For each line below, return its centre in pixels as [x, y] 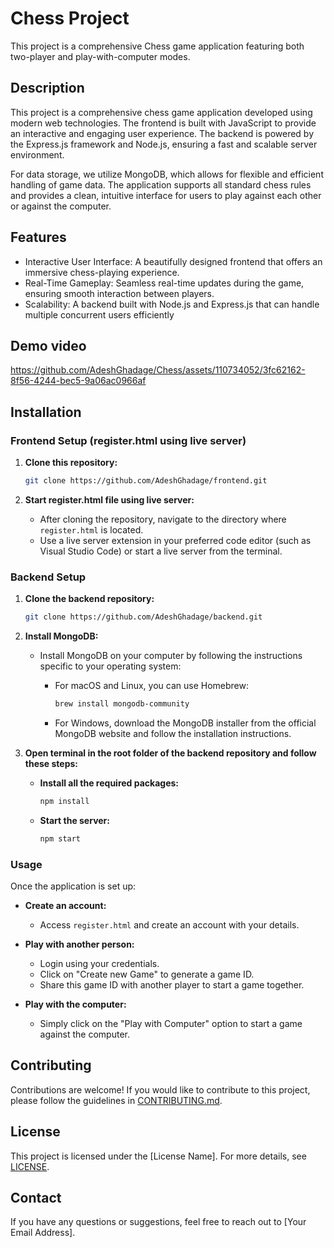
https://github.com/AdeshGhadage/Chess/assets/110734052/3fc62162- [158, 370]
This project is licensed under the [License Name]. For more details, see [158, 1156]
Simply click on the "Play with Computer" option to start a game [171, 1024]
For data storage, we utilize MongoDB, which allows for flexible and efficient [167, 174]
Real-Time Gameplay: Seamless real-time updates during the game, [164, 283]
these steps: [51, 763]
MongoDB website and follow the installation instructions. [173, 733]
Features [38, 237]
